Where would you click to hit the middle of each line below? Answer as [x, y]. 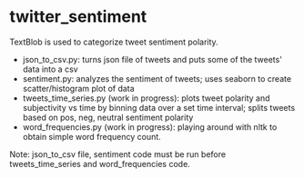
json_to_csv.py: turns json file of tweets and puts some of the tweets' [152, 59]
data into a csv [51, 69]
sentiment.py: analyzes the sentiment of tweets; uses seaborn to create [157, 78]
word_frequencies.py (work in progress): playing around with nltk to [150, 127]
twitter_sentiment [78, 17]
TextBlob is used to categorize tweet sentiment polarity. [114, 42]
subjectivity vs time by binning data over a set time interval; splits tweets [159, 107]
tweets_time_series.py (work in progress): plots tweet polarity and [146, 98]
